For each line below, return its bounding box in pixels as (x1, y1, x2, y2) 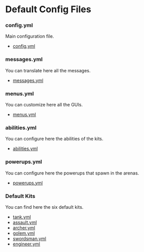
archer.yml (12, 225, 36, 231)
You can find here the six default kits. (5, 204, 84, 210)
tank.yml (12, 214, 31, 220)
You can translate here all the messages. (5, 67, 91, 73)
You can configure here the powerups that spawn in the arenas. (5, 170, 139, 176)
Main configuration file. (5, 33, 55, 39)
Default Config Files (5, 4, 91, 15)
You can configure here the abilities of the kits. (5, 136, 104, 142)
